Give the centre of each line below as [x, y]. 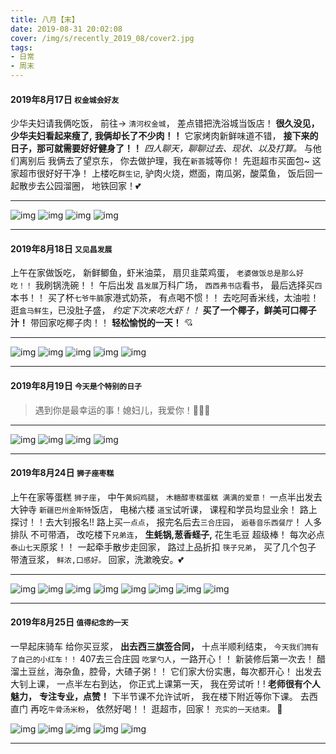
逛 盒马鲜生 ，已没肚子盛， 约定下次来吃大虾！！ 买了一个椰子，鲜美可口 [155, 310]
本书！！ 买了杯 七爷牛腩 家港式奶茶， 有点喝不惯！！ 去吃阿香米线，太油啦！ [165, 298]
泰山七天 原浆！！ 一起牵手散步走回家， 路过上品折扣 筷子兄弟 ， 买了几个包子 [163, 547]
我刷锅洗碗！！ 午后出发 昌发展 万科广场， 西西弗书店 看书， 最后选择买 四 [178, 285]
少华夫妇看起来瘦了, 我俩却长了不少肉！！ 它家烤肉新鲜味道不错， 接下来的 [164, 136]
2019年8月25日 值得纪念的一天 [69, 622]
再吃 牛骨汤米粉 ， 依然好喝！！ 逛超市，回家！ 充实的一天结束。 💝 [156, 709]
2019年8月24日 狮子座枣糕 [62, 473]
